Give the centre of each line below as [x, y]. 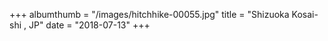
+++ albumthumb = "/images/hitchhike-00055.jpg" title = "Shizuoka [149, 14]
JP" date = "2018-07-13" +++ [89, 25]
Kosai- [305, 14]
